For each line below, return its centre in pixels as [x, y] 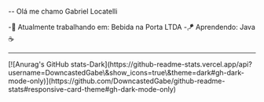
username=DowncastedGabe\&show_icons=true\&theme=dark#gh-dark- [126, 73]
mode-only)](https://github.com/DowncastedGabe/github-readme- [117, 81]
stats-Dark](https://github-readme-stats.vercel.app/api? [161, 64]
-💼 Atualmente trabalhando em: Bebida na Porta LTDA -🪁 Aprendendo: [123, 27]
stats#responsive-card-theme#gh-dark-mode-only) [92, 89]
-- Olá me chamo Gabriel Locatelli [63, 11]
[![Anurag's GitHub [38, 64]
